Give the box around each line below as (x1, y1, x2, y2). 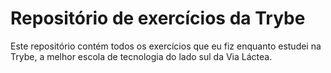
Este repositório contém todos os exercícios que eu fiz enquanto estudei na (10, 40, 322, 52)
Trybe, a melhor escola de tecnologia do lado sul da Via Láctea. (10, 50, 273, 62)
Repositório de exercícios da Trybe (10, 7, 306, 30)
